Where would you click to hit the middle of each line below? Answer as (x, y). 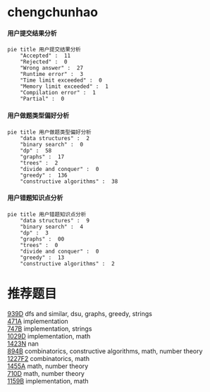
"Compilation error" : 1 (58, 93)
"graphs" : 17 (42, 157)
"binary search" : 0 (51, 144)
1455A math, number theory (48, 366)
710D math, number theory (46, 373)
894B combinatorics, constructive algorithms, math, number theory (105, 351)
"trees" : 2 (39, 163)
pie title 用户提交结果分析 (44, 50)
